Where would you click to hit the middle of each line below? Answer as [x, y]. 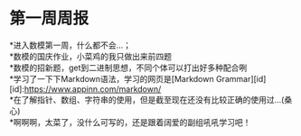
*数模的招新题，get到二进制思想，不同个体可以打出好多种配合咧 [128, 68]
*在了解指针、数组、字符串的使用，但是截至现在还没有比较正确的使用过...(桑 [151, 99]
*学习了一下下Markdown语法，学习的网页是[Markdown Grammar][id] [138, 78]
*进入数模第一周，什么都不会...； [71, 45]
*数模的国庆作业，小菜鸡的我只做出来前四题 [91, 56]
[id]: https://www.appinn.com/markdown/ [85, 89]
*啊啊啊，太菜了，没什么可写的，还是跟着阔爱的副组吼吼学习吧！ [130, 122]
